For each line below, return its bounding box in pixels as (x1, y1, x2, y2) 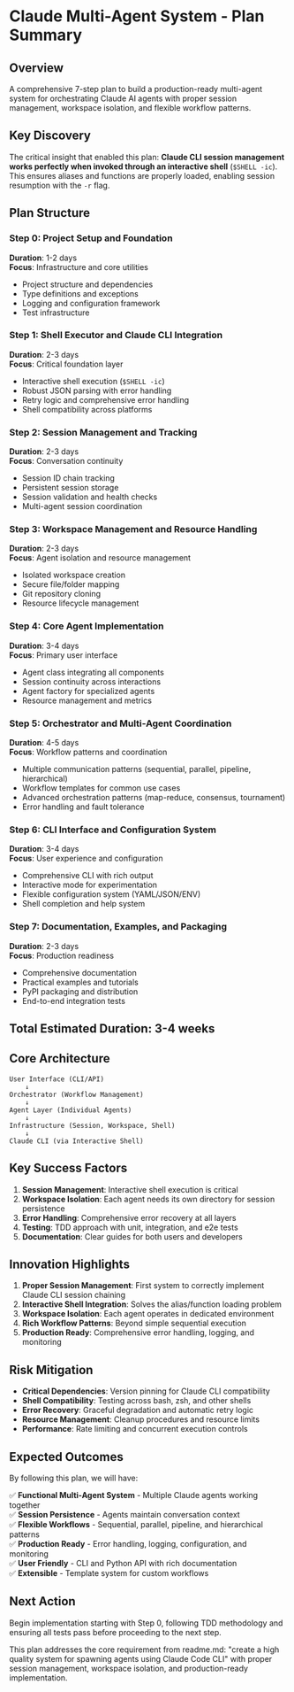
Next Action (9, 1594, 77, 1609)
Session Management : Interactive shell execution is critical (21, 1184, 238, 1194)
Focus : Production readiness (9, 950, 115, 961)
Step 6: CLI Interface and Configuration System (9, 823, 216, 836)
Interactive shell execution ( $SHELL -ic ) (21, 375, 165, 386)
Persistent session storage (21, 483, 119, 493)
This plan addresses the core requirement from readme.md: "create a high (9, 1644, 280, 1655)
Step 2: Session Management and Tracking (9, 426, 198, 438)
